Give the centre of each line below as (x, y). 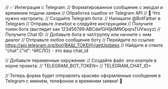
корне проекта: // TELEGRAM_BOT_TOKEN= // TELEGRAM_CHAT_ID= (78, 66)
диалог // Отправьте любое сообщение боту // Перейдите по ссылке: (80, 40)
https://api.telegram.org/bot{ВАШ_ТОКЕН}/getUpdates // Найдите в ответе (84, 45)
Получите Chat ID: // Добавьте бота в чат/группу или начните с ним (78, 34)
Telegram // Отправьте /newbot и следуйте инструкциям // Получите (79, 24)
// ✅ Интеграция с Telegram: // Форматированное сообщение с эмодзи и (84, 7)
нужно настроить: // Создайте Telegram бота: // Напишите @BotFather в (83, 18)
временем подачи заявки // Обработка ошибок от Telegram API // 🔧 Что (83, 13)
